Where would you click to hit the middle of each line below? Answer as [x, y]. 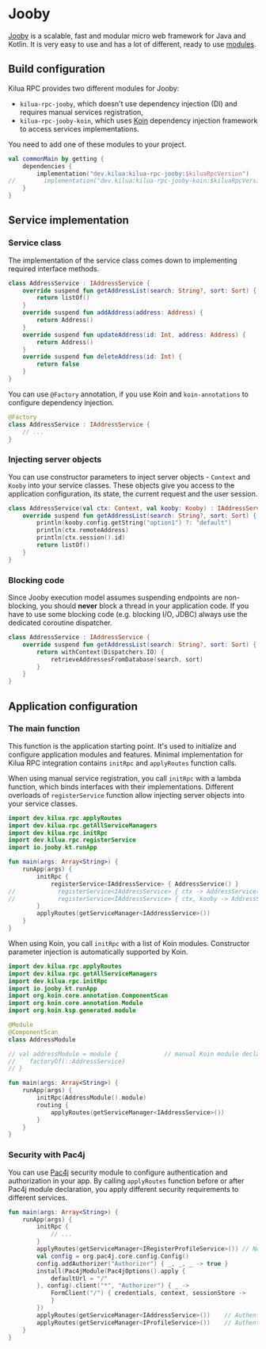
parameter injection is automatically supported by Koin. [98, 952]
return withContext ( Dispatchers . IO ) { [101, 652]
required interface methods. [54, 268]
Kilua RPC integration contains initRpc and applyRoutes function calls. [123, 763]
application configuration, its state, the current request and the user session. [133, 493]
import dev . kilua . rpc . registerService [72, 840]
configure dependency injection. [61, 402]
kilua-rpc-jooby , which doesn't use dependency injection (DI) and [128, 103]
